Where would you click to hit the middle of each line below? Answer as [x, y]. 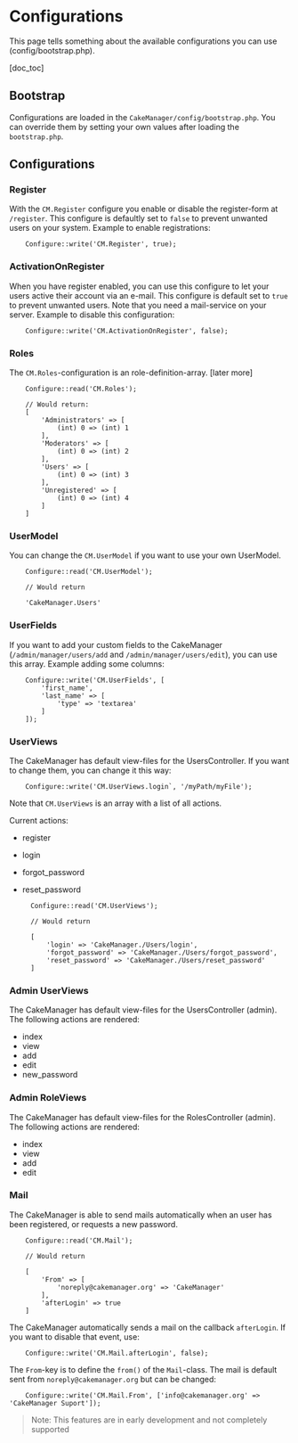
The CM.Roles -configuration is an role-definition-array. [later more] [131, 373]
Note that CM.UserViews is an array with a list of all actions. [116, 803]
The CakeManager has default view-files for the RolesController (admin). [142, 1117]
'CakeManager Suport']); [55, 1403]
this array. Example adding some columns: [87, 664]
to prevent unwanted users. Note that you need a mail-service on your [138, 305]
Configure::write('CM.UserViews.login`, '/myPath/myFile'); [139, 786]
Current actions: [39, 820]
